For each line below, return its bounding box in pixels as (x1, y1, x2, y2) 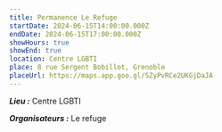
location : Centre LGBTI (9, 54, 98, 63)
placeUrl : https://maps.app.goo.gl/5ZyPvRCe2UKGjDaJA (9, 71, 214, 80)
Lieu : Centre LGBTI (9, 95, 82, 106)
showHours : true (9, 37, 70, 47)
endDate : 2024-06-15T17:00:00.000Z (9, 29, 142, 38)
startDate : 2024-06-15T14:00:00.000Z (9, 21, 150, 30)
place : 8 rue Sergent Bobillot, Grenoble (9, 63, 166, 72)
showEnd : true (9, 46, 62, 55)
